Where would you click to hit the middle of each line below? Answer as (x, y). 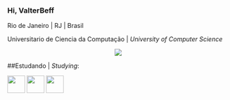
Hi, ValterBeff (31, 10)
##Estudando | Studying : (43, 66)
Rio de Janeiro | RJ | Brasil (46, 26)
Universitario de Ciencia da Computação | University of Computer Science (115, 39)
